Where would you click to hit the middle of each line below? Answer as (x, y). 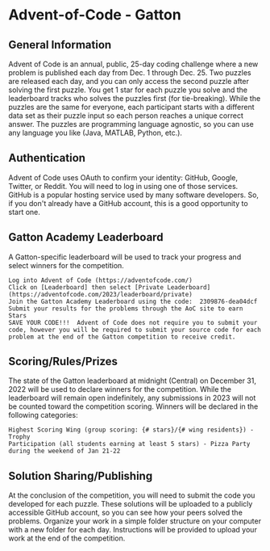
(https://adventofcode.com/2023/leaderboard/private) (101, 294)
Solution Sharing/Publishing (81, 475)
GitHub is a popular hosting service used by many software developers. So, (134, 195)
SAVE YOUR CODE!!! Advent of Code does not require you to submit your (133, 322)
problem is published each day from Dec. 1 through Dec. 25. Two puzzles (130, 73)
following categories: (43, 415)
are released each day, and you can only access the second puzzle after (129, 81)
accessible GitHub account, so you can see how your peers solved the (126, 513)
